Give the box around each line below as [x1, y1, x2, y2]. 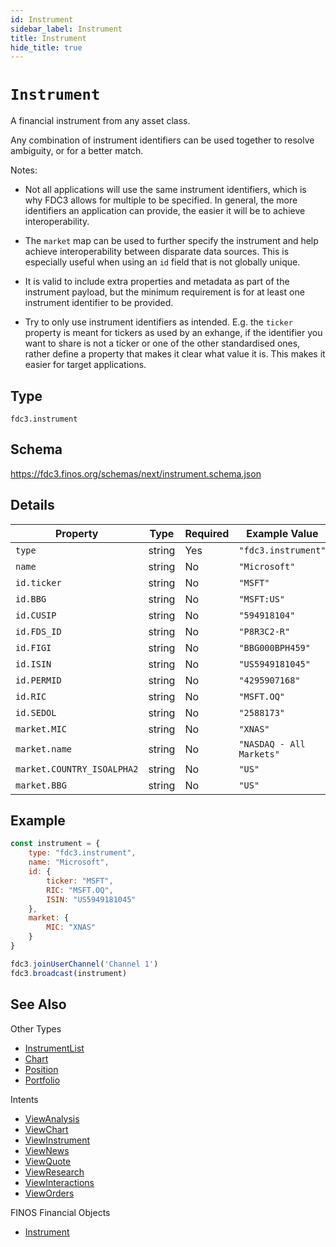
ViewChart [24, 1123, 69, 1135]
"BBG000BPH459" [238, 642, 311, 653]
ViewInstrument [24, 1134, 91, 1146]
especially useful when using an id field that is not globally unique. [24, 256, 301, 268]
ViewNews [24, 1144, 70, 1156]
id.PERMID [15, 674, 62, 686]
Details [10, 497, 55, 514]
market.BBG [15, 779, 67, 791]
